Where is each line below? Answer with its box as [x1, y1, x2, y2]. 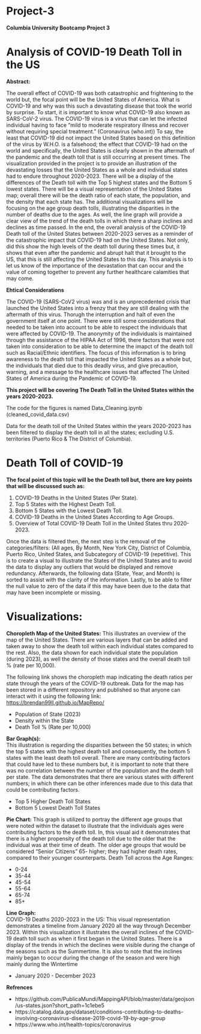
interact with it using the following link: [6, 693, 101, 700]
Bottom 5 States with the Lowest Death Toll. [14, 507, 123, 514]
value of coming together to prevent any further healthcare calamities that [6, 268, 190, 275]
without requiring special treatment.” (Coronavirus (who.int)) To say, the [6, 127, 184, 135]
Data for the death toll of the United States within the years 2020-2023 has [6, 422, 192, 429]
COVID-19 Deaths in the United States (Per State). [14, 494, 138, 501]
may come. [6, 275, 34, 282]
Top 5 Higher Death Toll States [14, 798, 91, 805]
